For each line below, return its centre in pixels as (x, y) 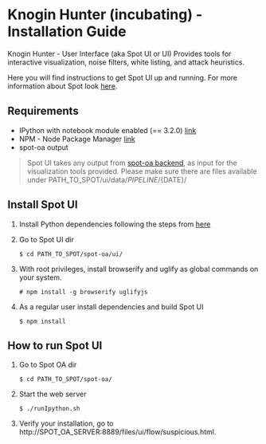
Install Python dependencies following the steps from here (115, 224)
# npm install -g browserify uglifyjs (83, 292)
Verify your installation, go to (66, 423)
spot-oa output (43, 147)
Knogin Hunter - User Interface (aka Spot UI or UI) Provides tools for (119, 53)
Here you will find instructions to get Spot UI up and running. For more (123, 77)
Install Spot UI (43, 205)
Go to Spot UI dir (47, 239)
